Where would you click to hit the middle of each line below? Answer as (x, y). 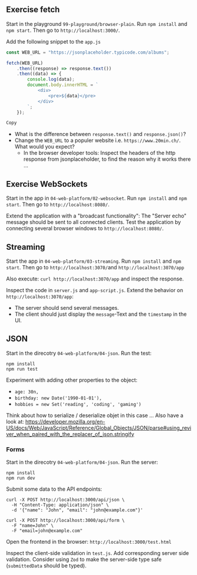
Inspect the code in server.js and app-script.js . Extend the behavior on (95, 290)
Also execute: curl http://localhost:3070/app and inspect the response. (95, 279)
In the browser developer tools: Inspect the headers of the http (99, 153)
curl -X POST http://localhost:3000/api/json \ (66, 500)
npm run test (22, 369)
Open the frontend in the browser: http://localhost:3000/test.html (89, 542)
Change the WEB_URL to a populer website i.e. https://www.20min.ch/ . (98, 140)
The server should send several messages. (67, 308)
